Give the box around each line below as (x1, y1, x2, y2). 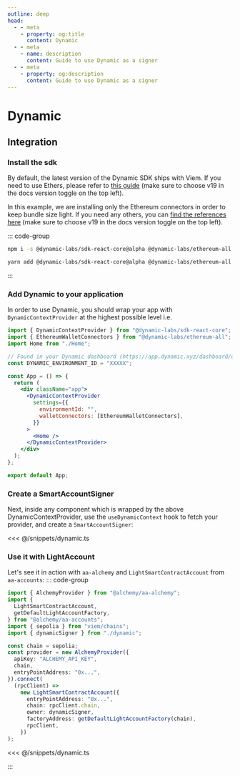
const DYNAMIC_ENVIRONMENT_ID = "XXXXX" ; (7, 359, 133, 367)
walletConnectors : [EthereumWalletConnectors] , (39, 412, 184, 419)
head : (7, 17, 24, 24)
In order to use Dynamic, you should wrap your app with (7, 305, 173, 314)
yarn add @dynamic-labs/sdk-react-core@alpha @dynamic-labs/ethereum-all (7, 259, 232, 266)
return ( (14, 379, 40, 387)
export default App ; (7, 472, 69, 479)
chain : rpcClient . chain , (26, 702, 101, 710)
